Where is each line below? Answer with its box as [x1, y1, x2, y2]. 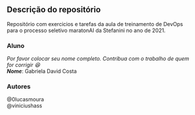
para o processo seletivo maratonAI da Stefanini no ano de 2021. [7, 27, 166, 34]
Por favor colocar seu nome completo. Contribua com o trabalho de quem [7, 55, 190, 62]
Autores [7, 82, 31, 91]
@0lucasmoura [7, 96, 44, 103]
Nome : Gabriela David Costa [7, 68, 77, 75]
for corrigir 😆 [7, 62, 41, 69]
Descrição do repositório [7, 5, 101, 15]
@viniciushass [7, 102, 42, 109]
